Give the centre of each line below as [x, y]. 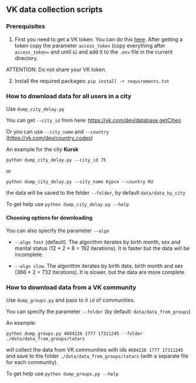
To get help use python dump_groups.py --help [62, 374]
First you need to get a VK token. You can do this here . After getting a [99, 39]
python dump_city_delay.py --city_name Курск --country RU [80, 182]
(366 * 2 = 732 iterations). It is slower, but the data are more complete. [100, 272]
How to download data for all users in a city [69, 96]
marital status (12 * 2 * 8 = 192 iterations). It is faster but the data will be [102, 248]
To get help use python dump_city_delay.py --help [67, 204]
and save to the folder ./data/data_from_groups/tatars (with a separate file [97, 356]
